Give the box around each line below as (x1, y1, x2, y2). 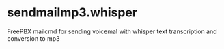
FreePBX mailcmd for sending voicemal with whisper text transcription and (7, 27, 217, 35)
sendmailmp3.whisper (7, 5, 138, 20)
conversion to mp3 (7, 34, 60, 42)
